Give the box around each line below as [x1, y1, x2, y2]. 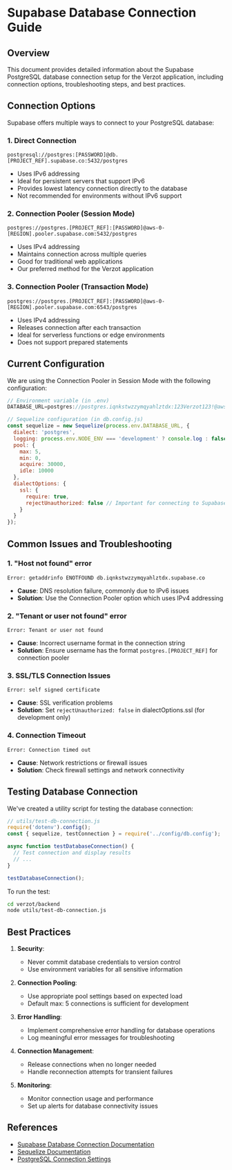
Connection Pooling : [17, 978, 77, 987]
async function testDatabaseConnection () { [7, 843, 135, 850]
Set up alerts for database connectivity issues [27, 1102, 159, 1111]
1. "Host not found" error [7, 559, 92, 568]
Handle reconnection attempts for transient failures [27, 1068, 173, 1076]
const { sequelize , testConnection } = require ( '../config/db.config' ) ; [7, 830, 221, 837]
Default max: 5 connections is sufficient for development [27, 999, 189, 1008]
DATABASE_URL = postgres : [7, 403, 76, 411]
